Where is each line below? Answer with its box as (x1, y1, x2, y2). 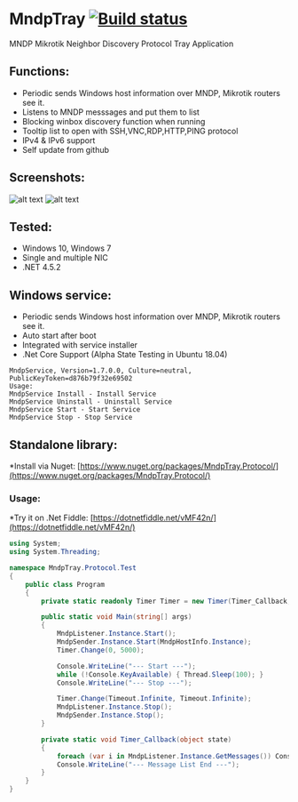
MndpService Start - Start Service (9, 405, 141, 414)
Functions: (9, 64, 70, 79)
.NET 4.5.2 (21, 262, 61, 273)
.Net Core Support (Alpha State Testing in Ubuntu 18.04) (21, 349, 228, 360)
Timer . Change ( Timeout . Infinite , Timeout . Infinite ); (56, 694, 252, 703)
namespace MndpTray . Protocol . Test (9, 564, 137, 573)
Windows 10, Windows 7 (21, 243, 112, 253)
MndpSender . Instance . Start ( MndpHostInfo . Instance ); (56, 638, 252, 646)
